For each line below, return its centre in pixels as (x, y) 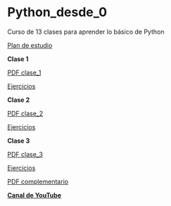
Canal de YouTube (34, 195)
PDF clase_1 (24, 72)
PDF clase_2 (25, 113)
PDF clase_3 (25, 154)
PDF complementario (38, 181)
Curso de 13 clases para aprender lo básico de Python (86, 32)
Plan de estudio (30, 45)
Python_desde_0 (57, 12)
